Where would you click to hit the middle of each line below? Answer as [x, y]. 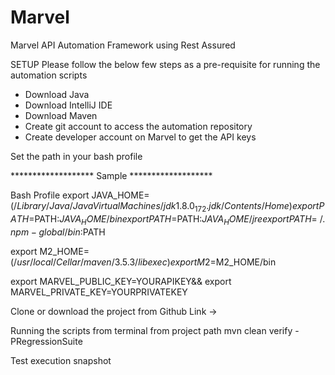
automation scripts [49, 75]
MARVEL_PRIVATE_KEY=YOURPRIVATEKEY [99, 292]
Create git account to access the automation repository [138, 126]
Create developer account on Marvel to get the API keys [140, 137]
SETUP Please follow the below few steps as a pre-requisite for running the [165, 64]
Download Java [57, 94]
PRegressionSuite [46, 341]
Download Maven [61, 115]
